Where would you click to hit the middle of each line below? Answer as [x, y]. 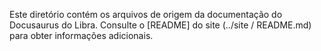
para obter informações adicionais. [81, 35]
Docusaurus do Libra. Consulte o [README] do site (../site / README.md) [160, 25]
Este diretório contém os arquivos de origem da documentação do [146, 14]
